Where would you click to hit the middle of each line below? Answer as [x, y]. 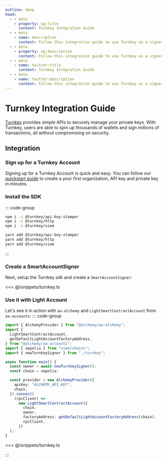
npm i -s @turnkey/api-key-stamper [42, 217]
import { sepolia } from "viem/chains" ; [48, 348]
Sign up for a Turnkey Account [43, 162]
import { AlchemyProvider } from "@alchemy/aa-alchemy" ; [65, 325]
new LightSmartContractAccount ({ [53, 403]
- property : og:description [43, 51]
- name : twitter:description [44, 79]
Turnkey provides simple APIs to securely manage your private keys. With [81, 122]
